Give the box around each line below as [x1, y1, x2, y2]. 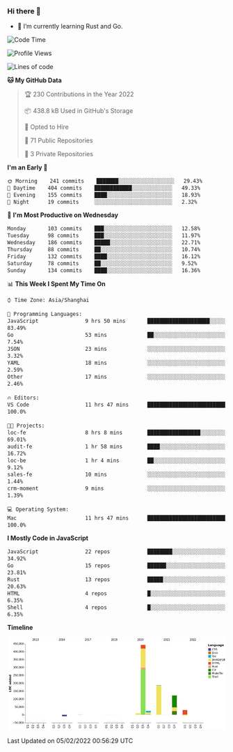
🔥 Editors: [7, 394, 40, 402]
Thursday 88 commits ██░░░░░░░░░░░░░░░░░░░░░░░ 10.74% [7, 246, 200, 253]
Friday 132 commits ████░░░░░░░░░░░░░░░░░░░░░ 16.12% [7, 253, 200, 260]
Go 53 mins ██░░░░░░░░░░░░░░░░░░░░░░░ [7, 331, 226, 339]
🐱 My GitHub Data [7, 76, 63, 84]
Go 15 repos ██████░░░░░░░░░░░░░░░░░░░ [7, 562, 226, 569]
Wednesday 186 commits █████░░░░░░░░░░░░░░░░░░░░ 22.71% [7, 239, 200, 246]
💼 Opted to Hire [24, 123, 70, 131]
